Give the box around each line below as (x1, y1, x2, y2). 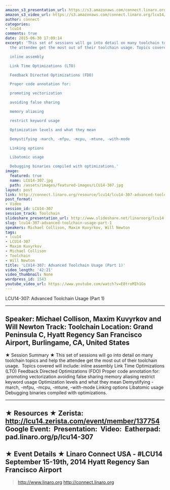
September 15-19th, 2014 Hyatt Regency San (5, 458, 149, 466)
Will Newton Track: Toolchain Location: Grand (5, 322, 153, 332)
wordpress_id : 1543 (5, 277, 47, 282)
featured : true (10, 173, 42, 178)
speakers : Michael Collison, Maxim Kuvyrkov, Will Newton (5, 225, 130, 230)
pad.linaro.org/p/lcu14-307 (5, 433, 94, 441)
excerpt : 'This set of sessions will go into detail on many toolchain (5, 40, 159, 46)
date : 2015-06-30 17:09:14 (5, 36, 62, 41)
